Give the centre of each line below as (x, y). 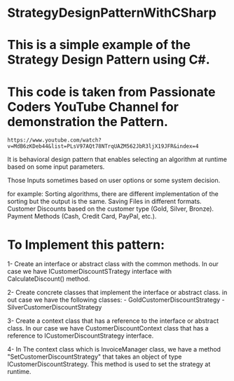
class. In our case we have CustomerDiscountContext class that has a (108, 328)
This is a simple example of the (99, 45)
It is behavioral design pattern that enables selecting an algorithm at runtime (117, 160)
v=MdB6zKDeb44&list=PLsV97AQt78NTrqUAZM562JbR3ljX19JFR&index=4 (103, 146)
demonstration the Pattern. (88, 122)
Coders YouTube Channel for (93, 107)
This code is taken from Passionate (111, 92)
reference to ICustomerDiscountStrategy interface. (81, 336)
